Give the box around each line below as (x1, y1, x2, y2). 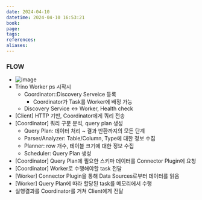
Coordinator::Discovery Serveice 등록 (24, 91, 116, 98)
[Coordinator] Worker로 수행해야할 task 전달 (14, 165, 122, 172)
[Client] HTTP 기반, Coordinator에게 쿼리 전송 (14, 112, 125, 119)
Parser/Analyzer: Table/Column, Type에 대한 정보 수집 (24, 135, 156, 142)
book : (6, 20, 20, 26)
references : (6, 37, 36, 43)
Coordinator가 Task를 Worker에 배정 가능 (33, 98, 133, 105)
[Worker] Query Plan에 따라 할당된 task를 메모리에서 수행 (14, 180, 153, 187)
